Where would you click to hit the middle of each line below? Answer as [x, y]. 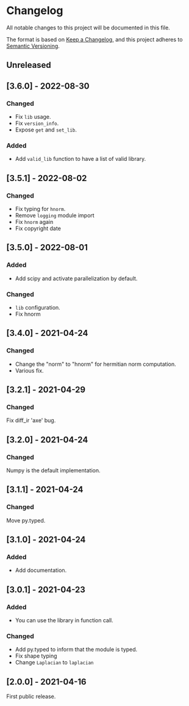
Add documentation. [41, 570]
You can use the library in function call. [64, 620]
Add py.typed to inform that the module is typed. [76, 650]
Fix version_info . [37, 124]
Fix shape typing [36, 656]
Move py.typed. [26, 520]
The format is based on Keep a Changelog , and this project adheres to [94, 39]
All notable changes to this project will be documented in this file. [88, 28]
